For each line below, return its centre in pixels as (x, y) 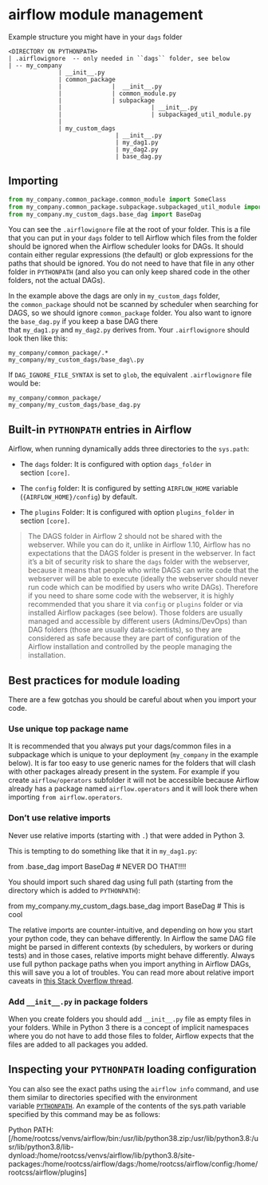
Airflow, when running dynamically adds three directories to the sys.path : (129, 449)
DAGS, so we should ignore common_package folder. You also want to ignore (130, 313)
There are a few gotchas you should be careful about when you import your (132, 700)
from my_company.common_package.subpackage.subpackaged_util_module (124, 207)
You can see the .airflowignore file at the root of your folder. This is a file (130, 229)
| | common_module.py (118, 94)
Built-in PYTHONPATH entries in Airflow (100, 429)
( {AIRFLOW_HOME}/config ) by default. (79, 497)
